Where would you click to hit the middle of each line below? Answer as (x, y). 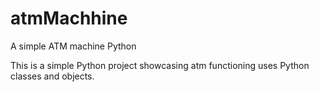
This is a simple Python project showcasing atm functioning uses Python (160, 65)
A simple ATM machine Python (73, 46)
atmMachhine (69, 18)
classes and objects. (52, 76)
